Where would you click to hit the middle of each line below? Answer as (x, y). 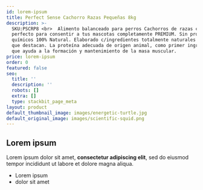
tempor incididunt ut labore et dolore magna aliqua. (70, 164)
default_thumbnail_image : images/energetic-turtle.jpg (77, 113)
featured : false (27, 68)
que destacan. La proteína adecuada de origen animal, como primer (98, 46)
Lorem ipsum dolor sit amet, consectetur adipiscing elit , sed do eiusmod (98, 157)
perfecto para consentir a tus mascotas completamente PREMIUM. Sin (100, 34)
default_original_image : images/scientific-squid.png (76, 118)
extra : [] (24, 96)
